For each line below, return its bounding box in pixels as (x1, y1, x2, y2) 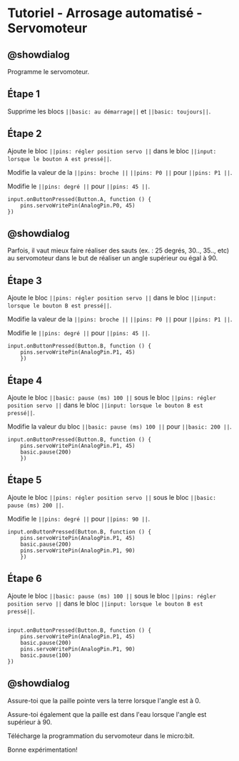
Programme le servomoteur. (7, 68, 90, 76)
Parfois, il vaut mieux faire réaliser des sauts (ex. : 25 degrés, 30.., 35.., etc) (7, 246, 230, 255)
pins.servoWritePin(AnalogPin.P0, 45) (20, 202, 136, 209)
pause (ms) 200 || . (7, 501, 64, 509)
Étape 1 (7, 88, 41, 101)
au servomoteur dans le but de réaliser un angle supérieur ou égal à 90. (7, 254, 218, 262)
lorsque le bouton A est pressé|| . (7, 154, 112, 163)
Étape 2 (7, 128, 42, 140)
